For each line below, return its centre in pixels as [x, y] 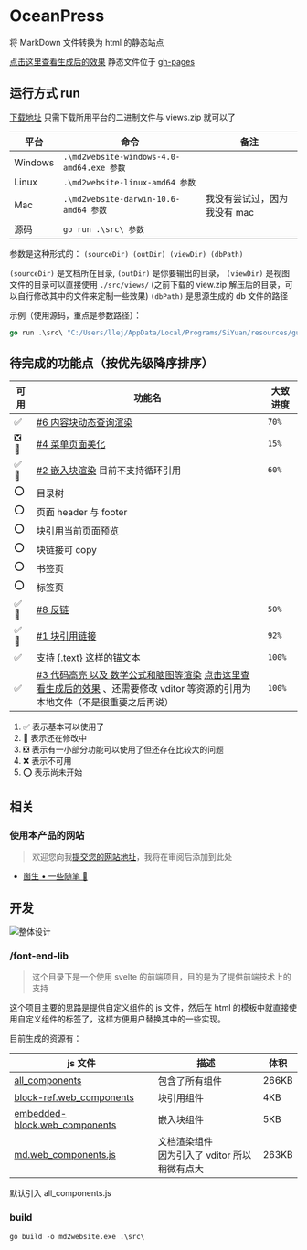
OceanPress [57, 16]
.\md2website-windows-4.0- [122, 157]
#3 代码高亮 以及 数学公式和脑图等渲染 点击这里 [138, 675]
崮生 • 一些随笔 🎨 [55, 876]
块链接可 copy [67, 549]
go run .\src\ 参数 [103, 229]
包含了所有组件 [190, 1081]
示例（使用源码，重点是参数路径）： [75, 315]
